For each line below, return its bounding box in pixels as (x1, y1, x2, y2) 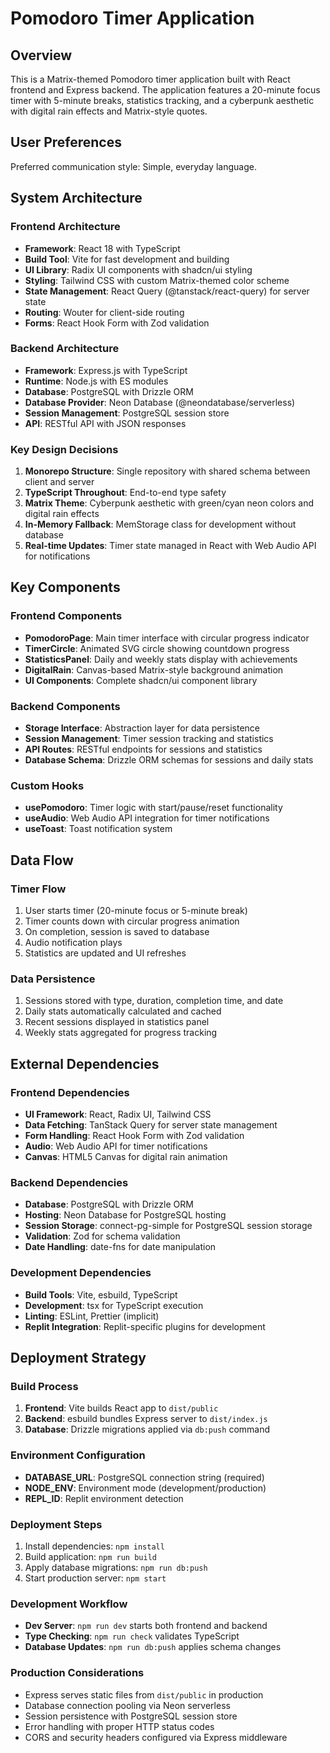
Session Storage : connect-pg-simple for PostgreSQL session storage (24, 1220, 313, 1232)
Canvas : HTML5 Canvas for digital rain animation (24, 1151, 228, 1163)
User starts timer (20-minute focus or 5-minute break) (24, 905, 248, 917)
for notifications (24, 550, 91, 562)
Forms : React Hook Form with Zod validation (24, 317, 210, 329)
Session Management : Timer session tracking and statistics (24, 733, 274, 745)
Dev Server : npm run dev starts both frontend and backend (24, 1620, 268, 1632)
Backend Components (10, 699, 121, 713)
